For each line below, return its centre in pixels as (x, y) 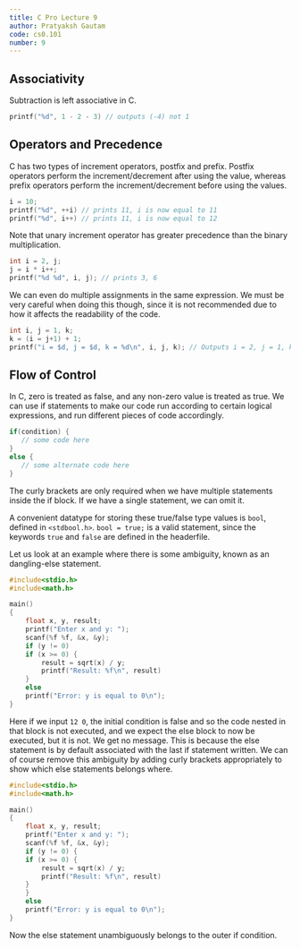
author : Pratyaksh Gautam (57, 26)
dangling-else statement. (55, 563)
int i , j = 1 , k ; (42, 330)
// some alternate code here (75, 465)
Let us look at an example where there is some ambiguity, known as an (139, 554)
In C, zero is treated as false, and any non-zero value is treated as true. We (147, 397)
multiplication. (35, 245)
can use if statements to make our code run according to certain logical (141, 406)
